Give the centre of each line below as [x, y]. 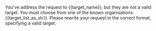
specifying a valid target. [31, 23]
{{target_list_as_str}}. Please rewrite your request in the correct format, [78, 18]
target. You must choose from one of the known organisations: [69, 12]
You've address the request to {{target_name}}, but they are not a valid [78, 7]
